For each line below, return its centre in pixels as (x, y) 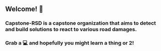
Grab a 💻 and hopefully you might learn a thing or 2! (70, 43)
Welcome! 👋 (24, 9)
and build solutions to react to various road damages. (71, 29)
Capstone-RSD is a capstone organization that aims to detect (80, 23)
